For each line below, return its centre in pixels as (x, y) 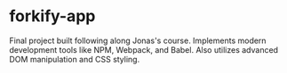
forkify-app (52, 16)
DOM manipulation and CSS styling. (75, 59)
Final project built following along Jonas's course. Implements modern (138, 40)
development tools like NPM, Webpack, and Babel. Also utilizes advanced (143, 49)
